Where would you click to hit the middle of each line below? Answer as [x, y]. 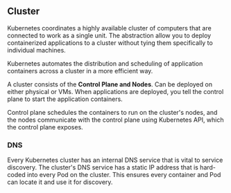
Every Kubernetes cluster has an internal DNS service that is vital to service [115, 160]
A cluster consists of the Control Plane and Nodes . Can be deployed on [110, 84]
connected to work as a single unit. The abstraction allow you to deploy [109, 35]
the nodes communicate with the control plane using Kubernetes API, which [115, 120]
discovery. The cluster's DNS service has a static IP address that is [103, 167]
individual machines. [36, 50]
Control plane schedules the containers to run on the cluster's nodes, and [112, 112]
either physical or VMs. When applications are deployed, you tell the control [115, 91]
